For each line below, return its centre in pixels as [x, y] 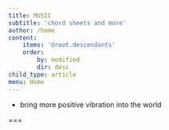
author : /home [32, 30]
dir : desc [53, 67]
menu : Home [26, 82]
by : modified [59, 60]
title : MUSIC [30, 15]
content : [23, 38]
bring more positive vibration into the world [90, 105]
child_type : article [43, 75]
